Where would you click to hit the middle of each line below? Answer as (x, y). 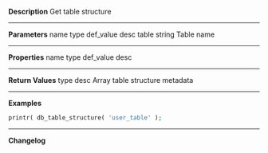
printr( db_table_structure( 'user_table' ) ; (85, 118)
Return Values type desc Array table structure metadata (101, 80)
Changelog (27, 140)
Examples (25, 103)
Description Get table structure (60, 12)
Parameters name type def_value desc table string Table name (112, 34)
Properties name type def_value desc (70, 57)
